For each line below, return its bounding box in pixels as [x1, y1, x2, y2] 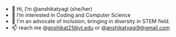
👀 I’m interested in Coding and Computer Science [11, 12, 131, 18]
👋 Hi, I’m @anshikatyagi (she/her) [11, 6, 92, 12]
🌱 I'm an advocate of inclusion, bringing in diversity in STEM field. [11, 18, 171, 24]
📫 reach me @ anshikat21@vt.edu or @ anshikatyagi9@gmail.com [11, 24, 170, 31]
